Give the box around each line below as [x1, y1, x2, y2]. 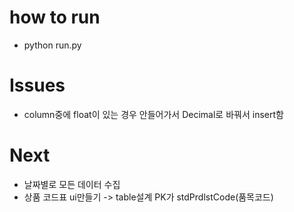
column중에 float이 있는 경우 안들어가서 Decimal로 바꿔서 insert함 [23, 108, 284, 120]
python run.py [23, 39, 82, 51]
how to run [9, 6, 101, 29]
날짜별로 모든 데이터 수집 [23, 178, 121, 190]
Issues [9, 74, 66, 97]
